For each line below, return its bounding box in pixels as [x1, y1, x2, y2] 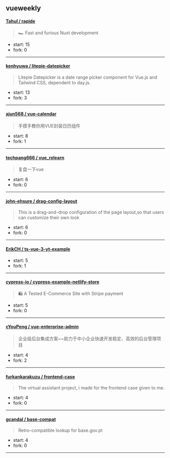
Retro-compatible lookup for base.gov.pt [18, 427, 103, 433]
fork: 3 [13, 94, 27, 100]
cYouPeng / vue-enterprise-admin [6, 324, 79, 330]
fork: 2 [13, 358, 27, 364]
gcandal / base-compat [6, 416, 56, 422]
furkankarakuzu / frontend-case [6, 373, 75, 380]
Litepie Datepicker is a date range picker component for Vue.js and [18, 74, 158, 80]
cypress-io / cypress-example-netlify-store [6, 279, 100, 285]
